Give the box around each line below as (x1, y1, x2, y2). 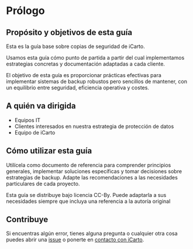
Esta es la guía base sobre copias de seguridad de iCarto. (6, 43, 145, 50)
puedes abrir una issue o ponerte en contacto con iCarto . (6, 236, 144, 243)
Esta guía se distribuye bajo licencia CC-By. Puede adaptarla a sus (6, 191, 167, 198)
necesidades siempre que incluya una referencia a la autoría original (6, 198, 171, 205)
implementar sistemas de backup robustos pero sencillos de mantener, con (6, 78, 187, 85)
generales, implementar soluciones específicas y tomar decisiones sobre (6, 168, 182, 175)
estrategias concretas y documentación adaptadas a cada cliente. (6, 60, 166, 67)
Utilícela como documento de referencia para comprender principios (6, 161, 171, 168)
